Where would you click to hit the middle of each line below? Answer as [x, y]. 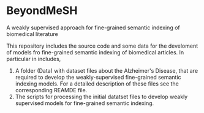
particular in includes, [34, 59]
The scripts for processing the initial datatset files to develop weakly [101, 97]
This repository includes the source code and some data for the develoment [102, 46]
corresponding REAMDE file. [51, 90]
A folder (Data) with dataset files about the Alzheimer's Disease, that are [106, 70]
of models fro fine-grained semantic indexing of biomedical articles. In [95, 52]
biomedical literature [32, 34]
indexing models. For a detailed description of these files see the [97, 84]
